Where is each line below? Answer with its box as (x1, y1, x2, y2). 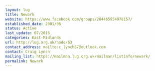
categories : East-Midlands (5, 35, 61, 40)
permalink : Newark (5, 58, 43, 63)
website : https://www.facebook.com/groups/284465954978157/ (5, 16, 133, 21)
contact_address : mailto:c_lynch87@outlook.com (5, 44, 106, 49)
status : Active (5, 26, 37, 31)
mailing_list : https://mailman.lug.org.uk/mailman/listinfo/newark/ (5, 53, 151, 59)
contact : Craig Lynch (5, 49, 50, 54)
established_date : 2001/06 (5, 21, 61, 26)
